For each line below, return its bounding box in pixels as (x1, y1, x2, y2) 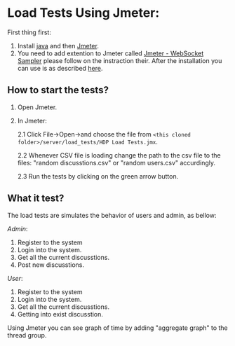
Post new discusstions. (17, 261, 85, 269)
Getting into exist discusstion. (17, 310, 104, 318)
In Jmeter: (17, 116, 48, 125)
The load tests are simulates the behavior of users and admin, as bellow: (7, 211, 217, 219)
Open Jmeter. (17, 103, 58, 111)
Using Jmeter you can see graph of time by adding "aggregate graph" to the (7, 324, 228, 332)
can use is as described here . (17, 64, 103, 72)
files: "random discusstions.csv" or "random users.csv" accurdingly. (17, 158, 216, 167)
